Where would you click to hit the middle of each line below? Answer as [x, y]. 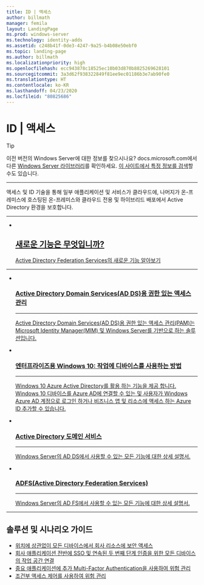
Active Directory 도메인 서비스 [58, 436]
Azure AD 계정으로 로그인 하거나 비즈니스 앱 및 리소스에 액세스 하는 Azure [103, 401]
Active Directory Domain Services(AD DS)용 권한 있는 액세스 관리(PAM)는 [105, 323]
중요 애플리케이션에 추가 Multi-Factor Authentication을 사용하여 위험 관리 [103, 568]
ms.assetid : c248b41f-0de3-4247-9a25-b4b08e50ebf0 [72, 46]
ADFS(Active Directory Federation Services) [82, 483]
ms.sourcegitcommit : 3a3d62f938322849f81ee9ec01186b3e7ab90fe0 [88, 74]
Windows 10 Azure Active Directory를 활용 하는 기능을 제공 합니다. [96, 386]
